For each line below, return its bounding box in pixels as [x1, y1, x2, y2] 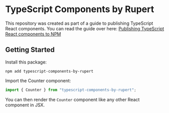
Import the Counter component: [5, 77, 71, 84]
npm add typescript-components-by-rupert [5, 69, 94, 74]
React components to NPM [5, 31, 62, 37]
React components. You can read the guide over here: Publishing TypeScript [5, 25, 164, 31]
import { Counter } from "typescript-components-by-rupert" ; [5, 87, 137, 92]
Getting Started [5, 45, 55, 54]
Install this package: [5, 59, 47, 65]
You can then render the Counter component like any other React [5, 96, 140, 102]
